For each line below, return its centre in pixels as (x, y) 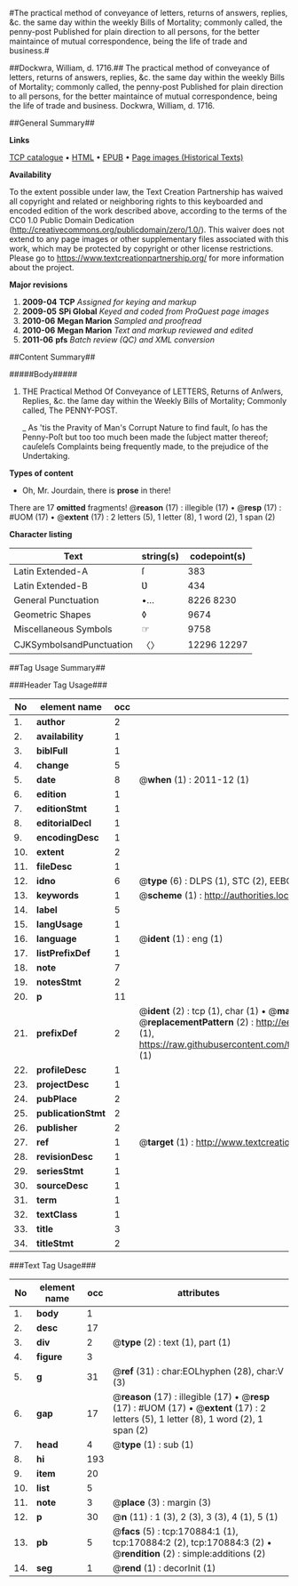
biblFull (52, 751)
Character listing (41, 534)
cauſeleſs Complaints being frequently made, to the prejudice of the (145, 447)
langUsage (60, 924)
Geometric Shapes (52, 615)
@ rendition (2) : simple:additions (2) (189, 1554)
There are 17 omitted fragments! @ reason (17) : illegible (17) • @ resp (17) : (145, 507)
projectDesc (63, 1084)
